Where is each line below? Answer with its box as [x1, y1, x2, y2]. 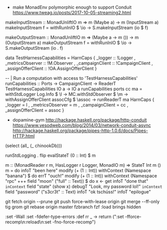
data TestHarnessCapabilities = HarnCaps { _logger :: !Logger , [5, 55, 136, 61]
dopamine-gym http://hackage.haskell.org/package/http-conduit [12, 117, 147, 123]
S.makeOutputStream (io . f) [5, 45, 63, 51]
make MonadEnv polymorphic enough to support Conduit [12, 5, 132, 10]
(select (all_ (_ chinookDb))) [5, 143, 62, 149]
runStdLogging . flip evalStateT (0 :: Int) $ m [5, 153, 96, 158]
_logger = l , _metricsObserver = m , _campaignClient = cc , [5, 102, 128, 107]
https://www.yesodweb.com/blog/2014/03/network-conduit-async [12, 123, 151, 128]
